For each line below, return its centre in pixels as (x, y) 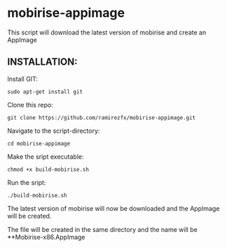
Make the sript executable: (46, 157)
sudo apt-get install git (45, 92)
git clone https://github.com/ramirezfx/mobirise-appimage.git (102, 117)
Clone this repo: (30, 105)
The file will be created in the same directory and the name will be (102, 229)
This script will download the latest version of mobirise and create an (107, 32)
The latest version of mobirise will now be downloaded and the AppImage (113, 208)
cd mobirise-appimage (39, 143)
